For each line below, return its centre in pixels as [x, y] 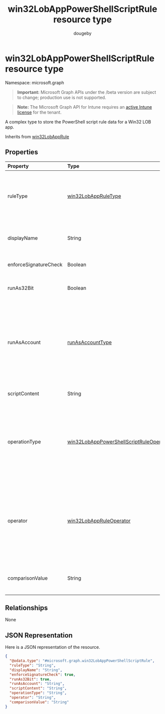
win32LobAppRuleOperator [99, 520]
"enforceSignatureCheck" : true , [43, 674]
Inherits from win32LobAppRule [37, 136]
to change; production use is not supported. [62, 97]
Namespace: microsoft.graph [35, 82]
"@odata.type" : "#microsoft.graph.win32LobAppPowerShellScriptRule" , [82, 661]
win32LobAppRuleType [94, 196]
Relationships [27, 608]
